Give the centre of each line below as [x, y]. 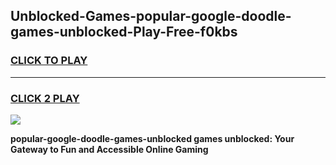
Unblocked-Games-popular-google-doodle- [151, 16]
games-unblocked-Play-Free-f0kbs [124, 32]
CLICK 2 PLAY [45, 98]
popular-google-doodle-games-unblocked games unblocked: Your [152, 138]
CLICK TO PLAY [49, 61]
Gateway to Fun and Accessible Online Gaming [109, 149]
